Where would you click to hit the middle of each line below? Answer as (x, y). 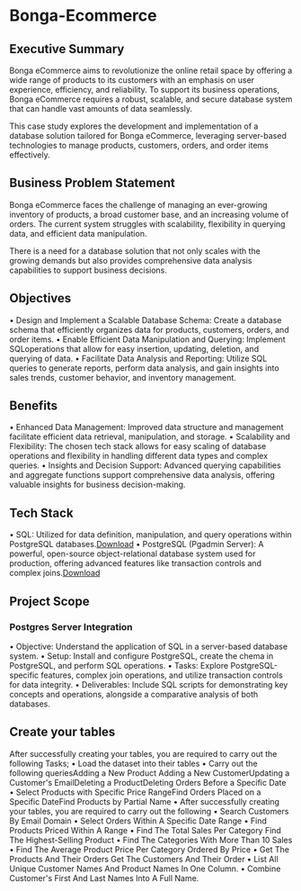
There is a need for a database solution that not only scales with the (135, 251)
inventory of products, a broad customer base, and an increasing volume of (149, 214)
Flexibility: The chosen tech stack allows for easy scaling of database (138, 446)
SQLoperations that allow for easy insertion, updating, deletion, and (134, 348)
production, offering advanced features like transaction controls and (136, 563)
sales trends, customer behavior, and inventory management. (123, 377)
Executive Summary (67, 49)
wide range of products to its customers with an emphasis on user (132, 80)
